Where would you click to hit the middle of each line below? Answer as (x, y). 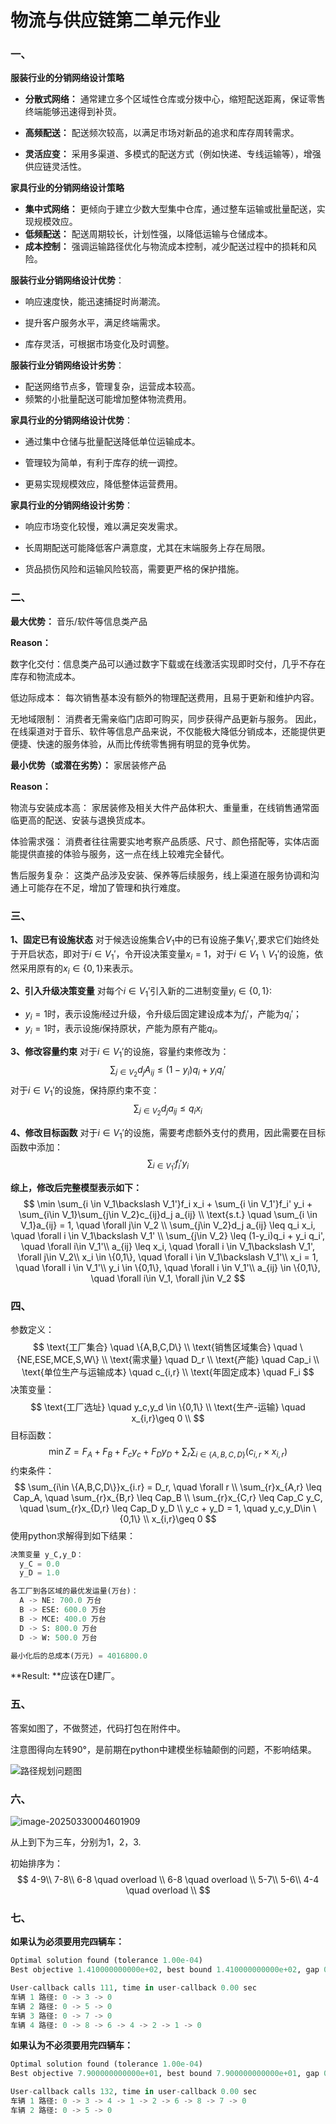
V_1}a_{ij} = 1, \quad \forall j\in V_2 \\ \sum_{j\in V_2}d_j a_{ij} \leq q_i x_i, (168, 1225)
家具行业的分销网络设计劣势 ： (71, 505)
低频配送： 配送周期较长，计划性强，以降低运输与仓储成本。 (148, 234)
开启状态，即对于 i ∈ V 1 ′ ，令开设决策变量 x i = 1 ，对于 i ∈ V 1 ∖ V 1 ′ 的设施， (166, 954)
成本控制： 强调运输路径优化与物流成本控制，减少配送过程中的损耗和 (166, 247)
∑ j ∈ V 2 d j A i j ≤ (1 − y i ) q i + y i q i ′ (168, 1071)
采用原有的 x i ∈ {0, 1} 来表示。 (78, 969)
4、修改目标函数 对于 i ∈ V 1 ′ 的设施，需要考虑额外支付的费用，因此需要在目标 (168, 1133)
